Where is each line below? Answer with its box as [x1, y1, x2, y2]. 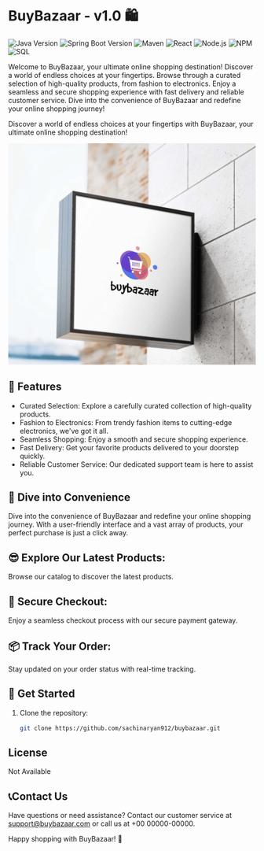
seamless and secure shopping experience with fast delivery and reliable [8, 87, 245, 96]
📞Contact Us [8, 790, 68, 803]
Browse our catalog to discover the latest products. [8, 572, 174, 582]
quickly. [19, 451, 46, 461]
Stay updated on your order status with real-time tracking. [8, 664, 196, 674]
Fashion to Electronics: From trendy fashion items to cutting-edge [19, 417, 233, 427]
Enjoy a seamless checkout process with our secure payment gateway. [8, 616, 238, 625]
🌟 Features [8, 380, 62, 394]
